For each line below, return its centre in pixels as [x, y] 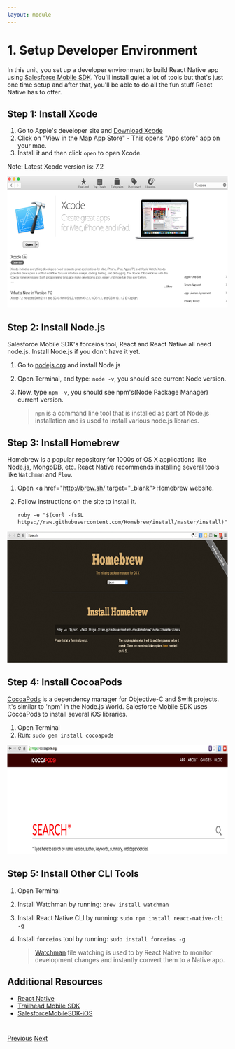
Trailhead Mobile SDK [49, 1006]
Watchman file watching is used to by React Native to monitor [123, 952]
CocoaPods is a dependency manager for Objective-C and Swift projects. [113, 699]
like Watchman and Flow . [40, 474]
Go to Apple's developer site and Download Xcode [90, 131]
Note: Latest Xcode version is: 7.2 [55, 167]
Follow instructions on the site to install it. [77, 501]
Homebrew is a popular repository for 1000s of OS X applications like [107, 459]
